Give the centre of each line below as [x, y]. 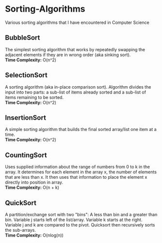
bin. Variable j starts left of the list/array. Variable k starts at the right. [74, 220]
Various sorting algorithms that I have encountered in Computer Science [77, 22]
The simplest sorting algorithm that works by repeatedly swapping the [75, 49]
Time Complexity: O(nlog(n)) [34, 235]
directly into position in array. [34, 182]
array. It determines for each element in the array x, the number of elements [81, 172]
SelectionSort [26, 75]
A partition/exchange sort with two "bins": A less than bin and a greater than [81, 215]
